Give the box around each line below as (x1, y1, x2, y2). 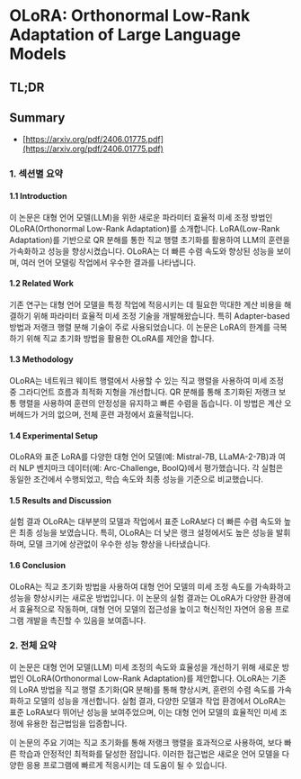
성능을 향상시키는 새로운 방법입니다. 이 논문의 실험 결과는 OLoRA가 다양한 (9, 592, 268, 603)
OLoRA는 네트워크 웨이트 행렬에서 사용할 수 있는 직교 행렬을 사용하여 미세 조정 (9, 375, 285, 385)
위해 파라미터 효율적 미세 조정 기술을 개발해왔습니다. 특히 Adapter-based (32, 310, 290, 321)
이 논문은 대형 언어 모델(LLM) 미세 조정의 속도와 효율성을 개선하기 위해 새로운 (9, 661, 280, 672)
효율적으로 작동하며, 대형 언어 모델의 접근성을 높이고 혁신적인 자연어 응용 (18, 603, 273, 614)
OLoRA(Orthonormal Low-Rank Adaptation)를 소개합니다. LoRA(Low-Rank (9, 222, 280, 234)
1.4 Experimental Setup (9, 430, 99, 441)
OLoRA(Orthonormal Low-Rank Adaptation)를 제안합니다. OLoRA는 (25, 673, 270, 684)
